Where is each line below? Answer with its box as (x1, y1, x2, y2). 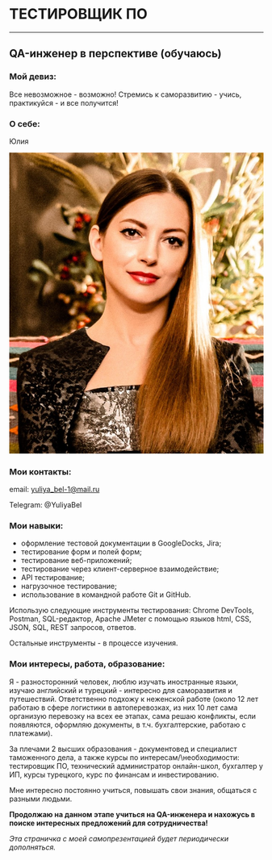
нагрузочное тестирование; (20, 582, 118, 591)
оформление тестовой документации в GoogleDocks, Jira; (20, 538, 222, 549)
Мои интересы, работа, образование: (9, 658, 165, 670)
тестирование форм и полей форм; (20, 547, 142, 557)
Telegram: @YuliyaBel (9, 499, 82, 509)
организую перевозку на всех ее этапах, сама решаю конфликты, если (9, 711, 257, 720)
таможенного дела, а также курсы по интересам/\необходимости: (9, 752, 241, 762)
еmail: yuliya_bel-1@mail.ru (9, 484, 100, 494)
